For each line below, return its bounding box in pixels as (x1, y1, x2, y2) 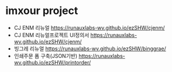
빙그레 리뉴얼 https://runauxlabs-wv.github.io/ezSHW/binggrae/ (13, 45, 166, 52)
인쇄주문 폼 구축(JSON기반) (13, 52, 78, 59)
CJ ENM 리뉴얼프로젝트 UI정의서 (13, 31, 90, 39)
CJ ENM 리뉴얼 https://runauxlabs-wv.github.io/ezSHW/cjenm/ (13, 24, 165, 31)
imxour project (5, 4, 78, 18)
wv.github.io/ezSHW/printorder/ (13, 59, 91, 66)
